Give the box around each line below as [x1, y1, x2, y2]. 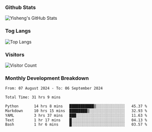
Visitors [5, 51, 25, 58]
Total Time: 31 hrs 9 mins [5, 95, 61, 100]
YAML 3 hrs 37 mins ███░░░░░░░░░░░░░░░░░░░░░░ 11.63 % [5, 113, 148, 118]
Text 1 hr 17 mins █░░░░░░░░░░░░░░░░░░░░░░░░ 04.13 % [5, 118, 148, 123]
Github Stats [5, 4, 36, 11]
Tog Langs [5, 28, 31, 35]
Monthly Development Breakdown [5, 75, 89, 82]
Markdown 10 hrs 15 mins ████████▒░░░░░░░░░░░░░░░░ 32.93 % [5, 108, 148, 113]
